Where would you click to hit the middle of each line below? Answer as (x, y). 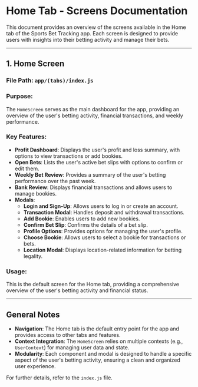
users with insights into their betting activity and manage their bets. (88, 39)
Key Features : (27, 137)
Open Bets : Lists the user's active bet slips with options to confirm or (99, 162)
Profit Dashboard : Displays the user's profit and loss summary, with (97, 150)
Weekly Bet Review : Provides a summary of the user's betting (90, 174)
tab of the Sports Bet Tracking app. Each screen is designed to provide (92, 33)
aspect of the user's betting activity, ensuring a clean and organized (98, 360)
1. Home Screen (35, 64)
